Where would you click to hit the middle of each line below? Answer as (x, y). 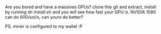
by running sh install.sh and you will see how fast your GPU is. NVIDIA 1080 (80, 12)
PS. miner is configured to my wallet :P (44, 26)
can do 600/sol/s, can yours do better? (44, 17)
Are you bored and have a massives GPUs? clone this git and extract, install (81, 7)
